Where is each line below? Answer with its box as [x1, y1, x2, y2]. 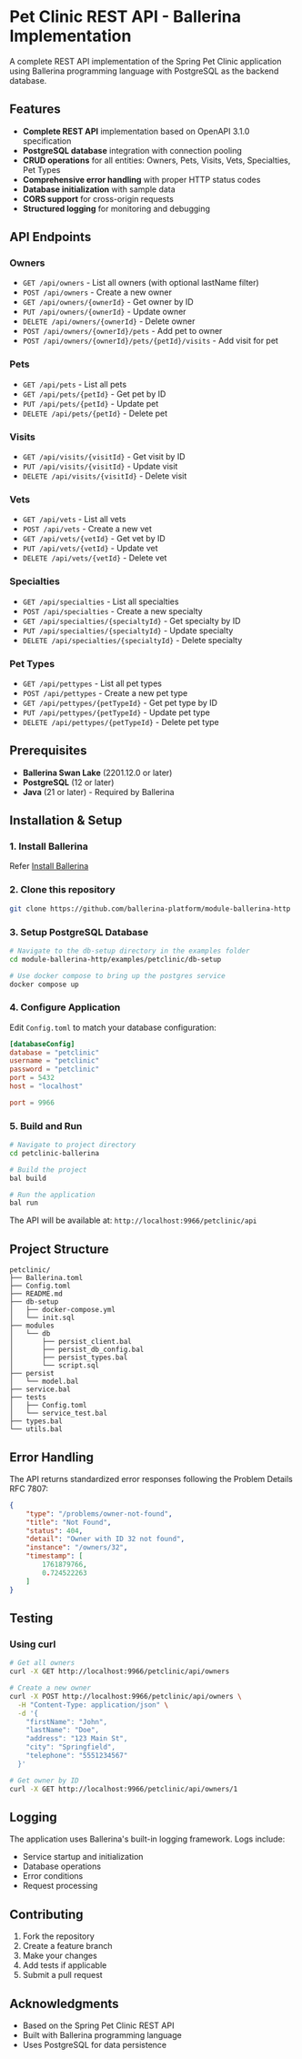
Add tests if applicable [22, 1960, 107, 1971]
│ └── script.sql [9, 1361, 100, 1370]
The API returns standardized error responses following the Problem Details [9, 1473, 293, 1484]
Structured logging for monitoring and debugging [22, 203, 211, 214]
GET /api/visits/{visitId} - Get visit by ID [22, 451, 186, 462]
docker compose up [9, 980, 79, 989]
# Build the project [9, 1165, 88, 1175]
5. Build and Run [9, 1119, 83, 1132]
